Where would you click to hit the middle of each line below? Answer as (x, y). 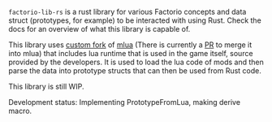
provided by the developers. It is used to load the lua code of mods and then (136, 62)
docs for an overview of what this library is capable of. (99, 29)
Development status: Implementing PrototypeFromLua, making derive (125, 102)
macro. (20, 111)
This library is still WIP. (46, 86)
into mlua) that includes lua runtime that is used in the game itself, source (131, 53)
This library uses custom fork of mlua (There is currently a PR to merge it (130, 45)
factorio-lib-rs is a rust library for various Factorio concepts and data (127, 12)
